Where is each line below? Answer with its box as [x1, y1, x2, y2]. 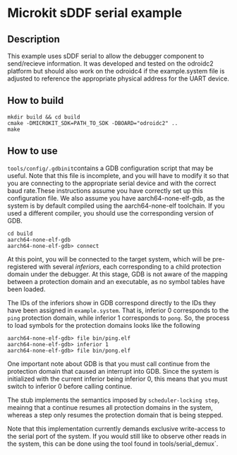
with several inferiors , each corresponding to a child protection [38, 262, 221, 271]
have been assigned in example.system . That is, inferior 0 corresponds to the [7, 306, 229, 314]
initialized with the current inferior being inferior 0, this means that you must [7, 374, 228, 383]
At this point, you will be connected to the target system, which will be [7, 254, 211, 263]
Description [7, 33, 60, 45]
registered [7, 262, 37, 271]
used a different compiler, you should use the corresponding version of [7, 208, 214, 217]
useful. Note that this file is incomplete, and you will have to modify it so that [7, 171, 229, 179]
